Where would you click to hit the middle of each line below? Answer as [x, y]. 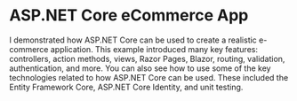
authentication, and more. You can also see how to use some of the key [140, 68]
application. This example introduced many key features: [154, 49]
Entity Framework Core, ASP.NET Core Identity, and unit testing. [126, 87]
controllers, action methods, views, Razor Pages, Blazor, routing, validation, [147, 58]
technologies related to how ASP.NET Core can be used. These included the [149, 77]
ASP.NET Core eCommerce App [129, 16]
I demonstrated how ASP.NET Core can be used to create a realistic [133, 40]
